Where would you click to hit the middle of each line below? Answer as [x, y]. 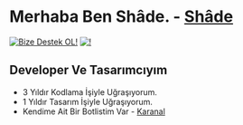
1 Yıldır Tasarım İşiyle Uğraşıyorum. [88, 101]
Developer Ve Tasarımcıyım [89, 70]
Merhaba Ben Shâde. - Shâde [121, 17]
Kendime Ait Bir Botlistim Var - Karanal [93, 111]
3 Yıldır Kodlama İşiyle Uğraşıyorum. [90, 91]
